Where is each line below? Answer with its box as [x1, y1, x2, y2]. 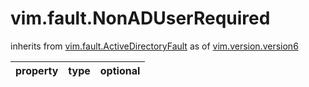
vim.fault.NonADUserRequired [10, 7, 271, 30]
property [15, 63, 59, 77]
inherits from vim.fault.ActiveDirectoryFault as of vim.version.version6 [10, 40, 299, 52]
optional [99, 63, 141, 77]
